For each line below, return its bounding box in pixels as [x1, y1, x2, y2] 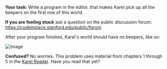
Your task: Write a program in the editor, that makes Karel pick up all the [5, 4, 155, 10]
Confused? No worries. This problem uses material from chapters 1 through [5, 53, 162, 59]
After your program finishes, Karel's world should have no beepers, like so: [5, 34, 160, 40]
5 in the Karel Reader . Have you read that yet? [5, 59, 101, 64]
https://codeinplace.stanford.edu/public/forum [5, 24, 102, 30]
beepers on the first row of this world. [5, 9, 84, 15]
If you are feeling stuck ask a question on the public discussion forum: [5, 19, 152, 25]
